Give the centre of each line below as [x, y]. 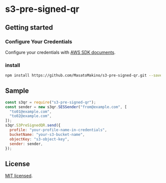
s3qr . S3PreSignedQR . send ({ [33, 125]
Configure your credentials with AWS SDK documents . [61, 52]
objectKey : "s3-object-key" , [40, 139]
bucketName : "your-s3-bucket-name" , [47, 134]
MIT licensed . [19, 176]
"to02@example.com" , [31, 116]
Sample [17, 91]
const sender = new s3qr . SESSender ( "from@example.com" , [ [66, 107]
